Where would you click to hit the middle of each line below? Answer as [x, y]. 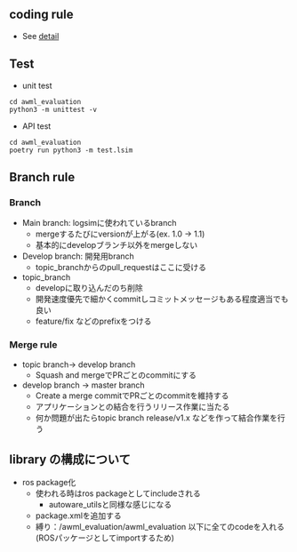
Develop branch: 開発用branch [78, 256]
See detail [40, 36]
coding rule [41, 15]
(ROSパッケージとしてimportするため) [105, 538]
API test [36, 126]
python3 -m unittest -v [53, 109]
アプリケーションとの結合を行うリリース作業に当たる [132, 406]
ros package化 [49, 483]
